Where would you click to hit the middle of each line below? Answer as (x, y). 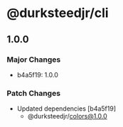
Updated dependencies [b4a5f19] (66, 109)
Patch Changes (34, 93)
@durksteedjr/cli (58, 13)
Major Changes (34, 60)
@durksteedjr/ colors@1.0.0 (67, 116)
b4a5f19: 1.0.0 (37, 74)
